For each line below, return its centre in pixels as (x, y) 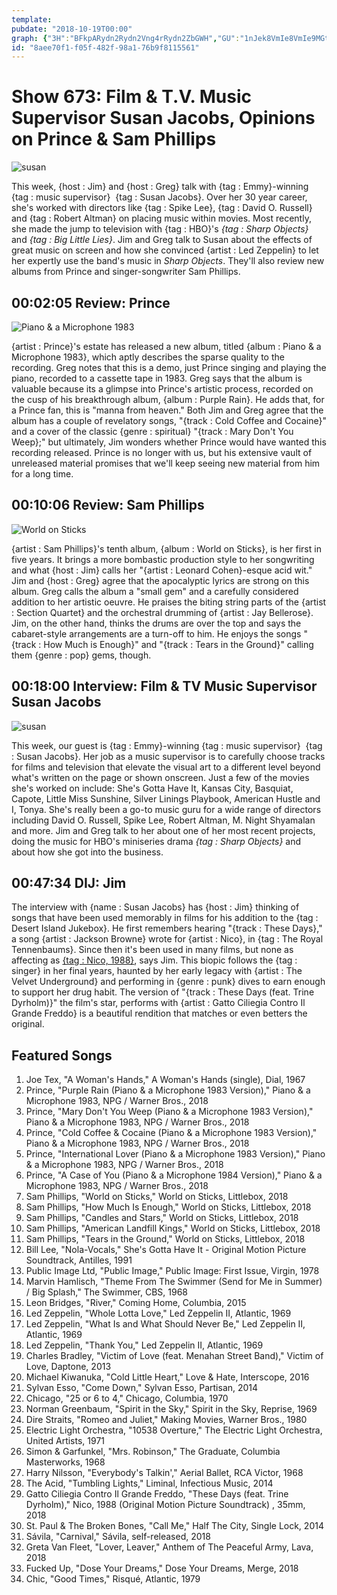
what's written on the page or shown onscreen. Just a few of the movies (160, 777)
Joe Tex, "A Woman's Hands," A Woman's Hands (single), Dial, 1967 (165, 1080)
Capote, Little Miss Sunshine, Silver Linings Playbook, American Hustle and (166, 798)
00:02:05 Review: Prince (91, 302)
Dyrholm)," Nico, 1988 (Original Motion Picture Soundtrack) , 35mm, (165, 1505)
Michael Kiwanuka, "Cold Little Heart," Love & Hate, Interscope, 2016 (167, 1377)
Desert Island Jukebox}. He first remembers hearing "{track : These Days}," (167, 928)
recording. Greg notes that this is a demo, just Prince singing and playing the (169, 367)
